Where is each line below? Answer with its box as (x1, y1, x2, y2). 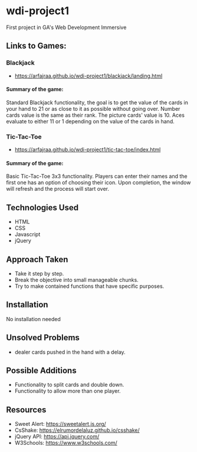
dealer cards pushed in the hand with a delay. (14, 348, 126, 355)
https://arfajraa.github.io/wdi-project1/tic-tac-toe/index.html (14, 146, 161, 153)
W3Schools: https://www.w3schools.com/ (14, 440, 118, 447)
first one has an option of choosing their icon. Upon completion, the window (6, 179, 191, 186)
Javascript (14, 231, 41, 238)
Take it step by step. (14, 270, 64, 277)
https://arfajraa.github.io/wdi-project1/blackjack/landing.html (14, 72, 163, 79)
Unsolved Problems (6, 333, 80, 343)
